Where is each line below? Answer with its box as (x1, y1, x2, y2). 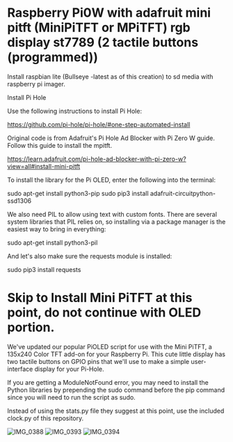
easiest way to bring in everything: (7, 224, 106, 233)
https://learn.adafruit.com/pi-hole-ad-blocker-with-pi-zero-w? (7, 155, 186, 163)
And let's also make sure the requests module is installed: (7, 252, 172, 260)
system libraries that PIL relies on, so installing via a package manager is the (7, 218, 226, 226)
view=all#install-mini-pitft (7, 162, 81, 170)
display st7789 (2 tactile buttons (7, 35, 199, 50)
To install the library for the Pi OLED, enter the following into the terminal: (7, 176, 216, 184)
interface (7, 365, 33, 373)
